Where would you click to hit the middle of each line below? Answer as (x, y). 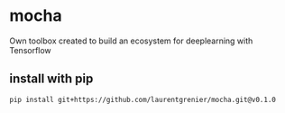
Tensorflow (30, 50)
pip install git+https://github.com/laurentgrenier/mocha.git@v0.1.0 (143, 99)
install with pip (51, 79)
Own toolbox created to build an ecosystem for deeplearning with (131, 41)
